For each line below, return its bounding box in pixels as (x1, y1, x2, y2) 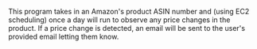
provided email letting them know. (8, 32, 119, 41)
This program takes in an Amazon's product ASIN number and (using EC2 (8, 7, 250, 16)
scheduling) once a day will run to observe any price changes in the (8, 15, 231, 24)
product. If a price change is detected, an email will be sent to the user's (8, 24, 245, 32)
